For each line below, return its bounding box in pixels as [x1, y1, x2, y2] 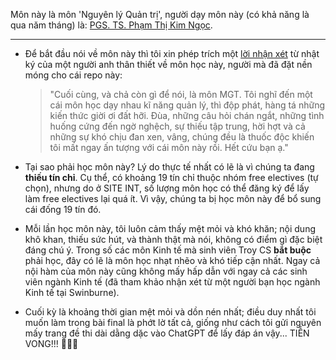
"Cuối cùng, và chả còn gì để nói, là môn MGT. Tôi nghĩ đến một [49, 89, 313, 100]
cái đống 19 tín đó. [24, 204, 102, 215]
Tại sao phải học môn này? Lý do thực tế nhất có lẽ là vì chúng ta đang [24, 161, 315, 173]
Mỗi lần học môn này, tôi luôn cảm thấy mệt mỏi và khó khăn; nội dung [24, 223, 316, 234]
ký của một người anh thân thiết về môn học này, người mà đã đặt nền [24, 59, 313, 70]
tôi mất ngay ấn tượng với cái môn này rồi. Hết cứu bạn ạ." [49, 142, 289, 153]
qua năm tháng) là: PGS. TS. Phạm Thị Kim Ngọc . [10, 19, 213, 31]
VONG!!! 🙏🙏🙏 [24, 338, 79, 349]
